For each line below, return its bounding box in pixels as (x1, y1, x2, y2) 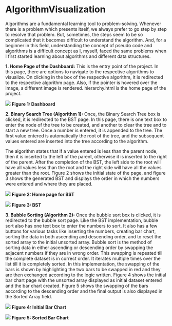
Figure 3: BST (11, 201, 42, 208)
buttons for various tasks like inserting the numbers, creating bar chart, (5, 228, 156, 234)
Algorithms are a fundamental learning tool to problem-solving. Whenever (5, 21, 162, 27)
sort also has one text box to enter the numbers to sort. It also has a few (5, 222, 158, 229)
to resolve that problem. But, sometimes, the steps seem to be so (5, 31, 143, 37)
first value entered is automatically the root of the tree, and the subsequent (5, 132, 164, 139)
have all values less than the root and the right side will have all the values (5, 164, 162, 170)
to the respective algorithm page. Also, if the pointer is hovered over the (5, 79, 158, 86)
